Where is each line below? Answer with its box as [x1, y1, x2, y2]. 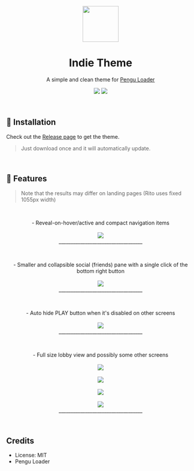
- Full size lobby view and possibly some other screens [32, 351, 169, 358]
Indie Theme [68, 56, 133, 70]
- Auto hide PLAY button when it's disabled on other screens [26, 309, 175, 317]
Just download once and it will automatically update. [20, 144, 151, 152]
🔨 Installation [6, 117, 56, 127]
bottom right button [77, 267, 125, 275]
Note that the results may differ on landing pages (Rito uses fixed [20, 189, 181, 197]
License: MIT [14, 452, 47, 459]
